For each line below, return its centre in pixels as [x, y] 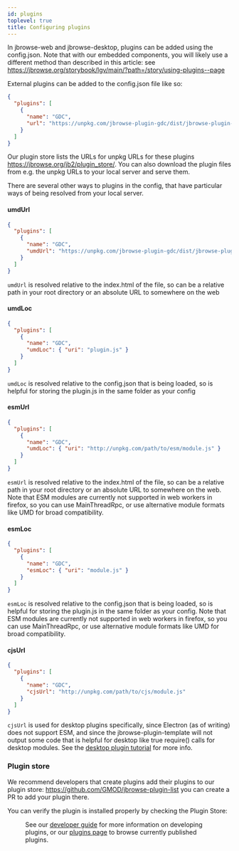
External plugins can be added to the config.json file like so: [95, 84]
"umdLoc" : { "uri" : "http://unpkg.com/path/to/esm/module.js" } [123, 449]
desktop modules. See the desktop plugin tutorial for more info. [100, 748]
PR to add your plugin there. [48, 797]
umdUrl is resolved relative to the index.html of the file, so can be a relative [116, 285]
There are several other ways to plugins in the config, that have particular [115, 186]
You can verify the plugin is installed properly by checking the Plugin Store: [117, 810]
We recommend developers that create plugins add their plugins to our [111, 782]
